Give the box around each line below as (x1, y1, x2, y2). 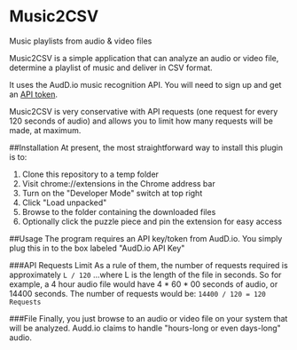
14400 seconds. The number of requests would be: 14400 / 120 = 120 (9, 288, 266, 298)
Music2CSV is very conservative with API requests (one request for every (9, 106, 278, 116)
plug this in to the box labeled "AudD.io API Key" (9, 243, 185, 253)
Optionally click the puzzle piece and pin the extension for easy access (21, 216, 282, 227)
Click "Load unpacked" (21, 197, 107, 208)
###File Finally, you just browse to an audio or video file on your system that (9, 313, 288, 323)
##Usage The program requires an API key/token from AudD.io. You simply (9, 233, 283, 243)
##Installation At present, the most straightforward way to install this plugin (9, 142, 284, 153)
